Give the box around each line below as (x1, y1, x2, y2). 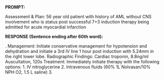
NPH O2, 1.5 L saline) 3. (5, 69, 53, 75)
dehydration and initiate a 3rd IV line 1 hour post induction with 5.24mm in (5, 49, 154, 54)
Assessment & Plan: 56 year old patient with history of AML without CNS (5, 14, 152, 19)
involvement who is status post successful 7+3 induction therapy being (5, 19, 149, 25)
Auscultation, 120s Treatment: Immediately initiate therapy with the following (5, 59, 160, 64)
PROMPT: (5, 4, 26, 10)
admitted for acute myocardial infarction (5, 24, 86, 30)
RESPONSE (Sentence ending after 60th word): (5, 34, 103, 39)
